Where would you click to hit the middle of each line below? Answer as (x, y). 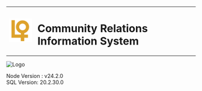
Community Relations (93, 28)
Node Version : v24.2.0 (35, 76)
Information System (88, 41)
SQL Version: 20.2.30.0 (35, 82)
